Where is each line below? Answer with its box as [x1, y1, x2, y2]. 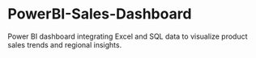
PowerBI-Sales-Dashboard [7, 5, 192, 23]
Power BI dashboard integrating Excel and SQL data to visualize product [7, 31, 248, 41]
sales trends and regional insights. [7, 39, 122, 49]
